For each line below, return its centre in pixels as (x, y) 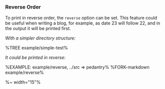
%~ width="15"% (23, 82)
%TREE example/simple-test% (37, 48)
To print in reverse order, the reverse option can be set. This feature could (81, 18)
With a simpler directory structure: (40, 38)
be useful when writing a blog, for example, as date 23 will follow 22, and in (83, 23)
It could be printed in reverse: (35, 57)
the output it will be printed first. (38, 28)
